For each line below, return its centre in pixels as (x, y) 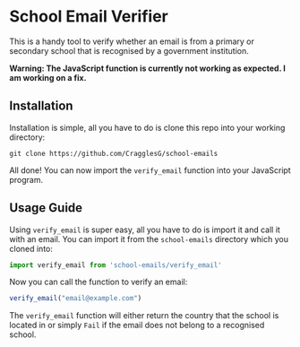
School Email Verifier (89, 17)
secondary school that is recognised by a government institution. (129, 50)
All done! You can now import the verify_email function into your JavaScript (150, 170)
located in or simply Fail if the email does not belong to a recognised (137, 325)
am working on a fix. (48, 77)
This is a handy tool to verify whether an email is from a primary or (132, 41)
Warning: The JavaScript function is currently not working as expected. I (148, 68)
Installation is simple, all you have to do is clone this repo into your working (147, 127)
